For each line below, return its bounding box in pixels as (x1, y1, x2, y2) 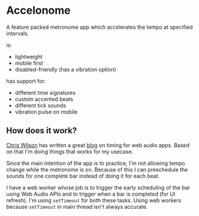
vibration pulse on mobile (14, 108, 78, 115)
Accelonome (6, 4, 71, 17)
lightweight (14, 53, 43, 60)
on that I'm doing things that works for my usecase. (6, 148, 134, 155)
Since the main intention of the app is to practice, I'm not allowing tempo (6, 160, 185, 167)
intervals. (6, 29, 29, 37)
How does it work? (6, 125, 77, 136)
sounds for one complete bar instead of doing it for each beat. (6, 172, 160, 179)
